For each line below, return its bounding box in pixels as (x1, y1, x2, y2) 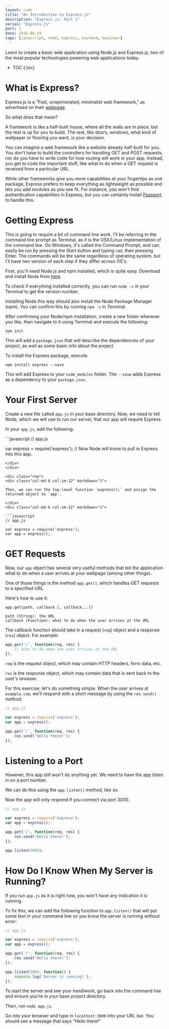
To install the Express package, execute (5, 352, 88, 358)
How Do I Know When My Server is (5, 865, 153, 876)
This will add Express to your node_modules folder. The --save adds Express (5, 371, 161, 377)
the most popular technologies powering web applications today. (5, 55, 140, 61)
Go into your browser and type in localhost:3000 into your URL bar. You (5, 1013, 154, 1019)
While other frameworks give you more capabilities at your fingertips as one (5, 175, 162, 182)
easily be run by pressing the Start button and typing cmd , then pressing (5, 247, 153, 253)
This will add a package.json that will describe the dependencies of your (5, 337, 155, 343)
